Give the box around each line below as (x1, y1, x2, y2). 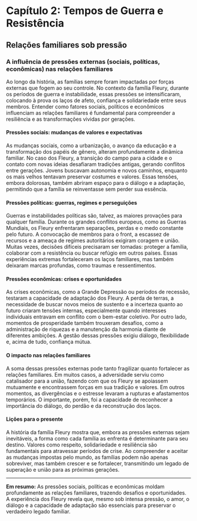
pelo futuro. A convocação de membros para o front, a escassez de (6, 231, 170, 238)
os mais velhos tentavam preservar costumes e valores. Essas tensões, (6, 173, 179, 180)
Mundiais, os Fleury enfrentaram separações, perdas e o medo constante (6, 225, 184, 232)
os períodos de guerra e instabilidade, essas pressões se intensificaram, (6, 90, 182, 97)
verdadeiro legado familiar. (6, 508, 71, 515)
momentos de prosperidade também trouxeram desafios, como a (6, 320, 164, 327)
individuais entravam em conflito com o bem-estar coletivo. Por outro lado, (6, 313, 187, 320)
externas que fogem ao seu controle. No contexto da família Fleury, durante (6, 84, 189, 92)
